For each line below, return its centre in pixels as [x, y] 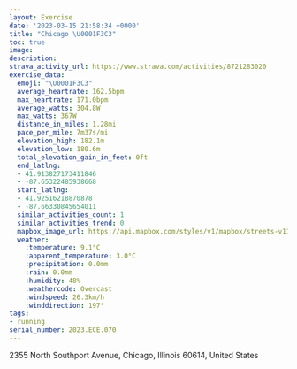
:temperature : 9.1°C [63, 248]
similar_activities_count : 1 [71, 215]
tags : [19, 314]
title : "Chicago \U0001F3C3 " [63, 34]
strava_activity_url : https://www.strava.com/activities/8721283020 [138, 67]
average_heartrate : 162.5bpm [71, 91]
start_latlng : [43, 190]
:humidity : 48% [53, 281]
